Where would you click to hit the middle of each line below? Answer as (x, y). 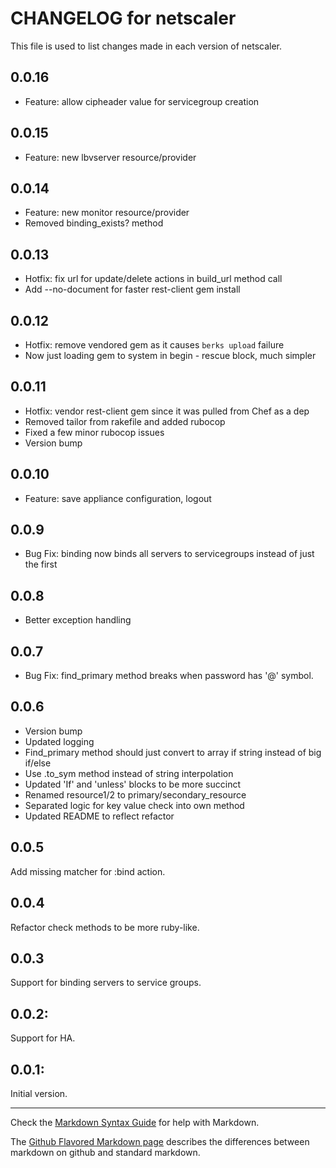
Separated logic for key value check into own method (134, 805)
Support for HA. (43, 1038)
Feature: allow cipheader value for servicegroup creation (142, 101)
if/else (38, 763)
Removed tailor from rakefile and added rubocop (125, 421)
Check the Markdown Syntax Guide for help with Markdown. (135, 1122)
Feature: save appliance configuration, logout (118, 498)
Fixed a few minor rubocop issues (94, 432)
